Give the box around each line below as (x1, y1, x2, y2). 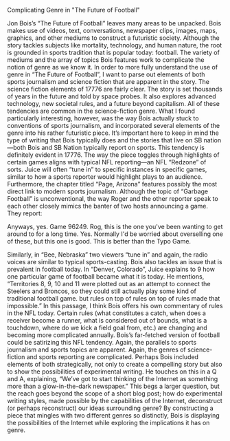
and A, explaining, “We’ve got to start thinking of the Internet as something (7, 375, 218, 383)
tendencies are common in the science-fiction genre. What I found (7, 107, 196, 115)
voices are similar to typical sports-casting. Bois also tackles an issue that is (7, 258, 222, 266)
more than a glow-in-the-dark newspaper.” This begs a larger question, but (7, 382, 220, 390)
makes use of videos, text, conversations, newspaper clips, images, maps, (7, 27, 218, 34)
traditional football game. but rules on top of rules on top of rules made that (7, 294, 220, 302)
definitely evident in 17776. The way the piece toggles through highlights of (7, 151, 220, 159)
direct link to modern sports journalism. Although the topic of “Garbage (7, 187, 209, 195)
